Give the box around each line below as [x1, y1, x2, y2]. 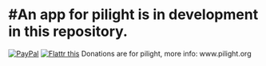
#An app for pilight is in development [8, 6, 259, 24]
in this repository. [8, 22, 128, 41]
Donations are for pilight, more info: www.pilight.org [81, 49, 252, 58]
